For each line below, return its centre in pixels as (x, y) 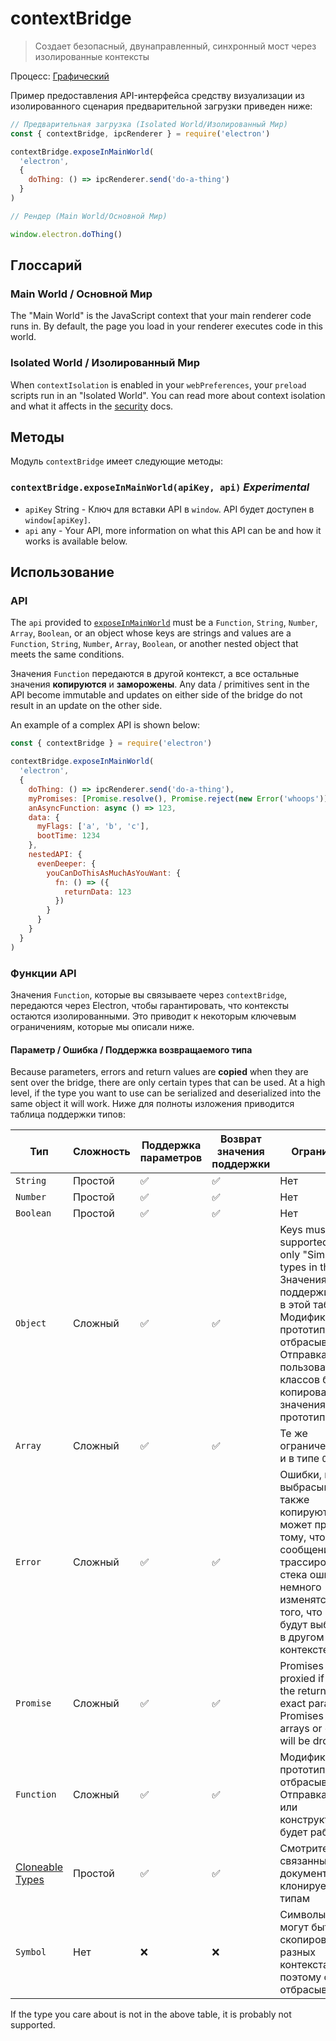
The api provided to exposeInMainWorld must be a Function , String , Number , (164, 623)
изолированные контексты (92, 56)
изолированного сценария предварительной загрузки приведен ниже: (161, 106)
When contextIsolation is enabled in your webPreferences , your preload (158, 384)
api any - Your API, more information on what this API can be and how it (173, 530)
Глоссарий (46, 265)
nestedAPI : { (55, 855)
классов (299, 1380)
